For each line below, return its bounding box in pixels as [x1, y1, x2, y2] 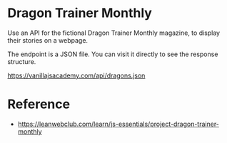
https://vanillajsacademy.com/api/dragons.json [7, 71, 146, 80]
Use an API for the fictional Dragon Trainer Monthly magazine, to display [7, 28, 220, 37]
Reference [7, 96, 70, 112]
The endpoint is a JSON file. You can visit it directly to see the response [7, 50, 218, 58]
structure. [7, 57, 36, 65]
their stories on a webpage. [7, 36, 88, 44]
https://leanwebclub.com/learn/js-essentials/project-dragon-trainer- [17, 120, 220, 128]
